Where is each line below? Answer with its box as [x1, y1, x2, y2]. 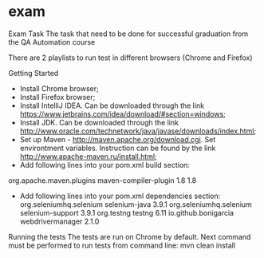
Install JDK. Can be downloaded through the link [19, 117, 179, 127]
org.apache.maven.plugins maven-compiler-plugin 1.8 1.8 [8, 175, 197, 185]
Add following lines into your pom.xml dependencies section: [19, 191, 221, 200]
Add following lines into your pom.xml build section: [19, 160, 190, 169]
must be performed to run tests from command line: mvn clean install [8, 240, 236, 250]
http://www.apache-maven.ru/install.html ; [19, 151, 157, 161]
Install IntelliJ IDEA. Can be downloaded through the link [19, 101, 205, 110]
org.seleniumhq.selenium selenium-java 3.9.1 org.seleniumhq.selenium [19, 199, 253, 209]
